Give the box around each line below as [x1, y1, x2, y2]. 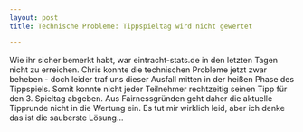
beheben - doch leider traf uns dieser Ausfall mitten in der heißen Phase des [9, 73, 295, 84]
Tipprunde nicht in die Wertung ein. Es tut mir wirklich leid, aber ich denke [9, 102, 285, 113]
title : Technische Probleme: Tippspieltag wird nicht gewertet [9, 22, 253, 31]
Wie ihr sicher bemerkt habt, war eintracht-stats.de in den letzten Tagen [9, 54, 279, 65]
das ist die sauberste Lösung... [9, 112, 124, 123]
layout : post [9, 13, 59, 23]
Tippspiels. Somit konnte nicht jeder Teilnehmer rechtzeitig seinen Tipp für [9, 83, 288, 94]
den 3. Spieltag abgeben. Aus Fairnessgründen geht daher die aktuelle [9, 92, 273, 104]
